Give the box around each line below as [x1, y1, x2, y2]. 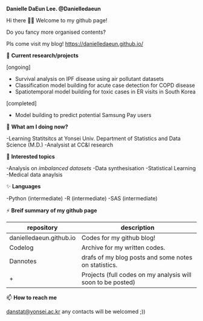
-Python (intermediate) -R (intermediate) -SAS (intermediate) [6, 195, 158, 202]
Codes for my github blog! [81, 234, 156, 242]
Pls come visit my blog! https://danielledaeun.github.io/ [6, 40, 144, 47]
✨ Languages [6, 183, 41, 189]
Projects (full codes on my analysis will [81, 271, 192, 279]
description [120, 223, 155, 232]
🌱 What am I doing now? [6, 123, 68, 130]
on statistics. [81, 261, 118, 269]
